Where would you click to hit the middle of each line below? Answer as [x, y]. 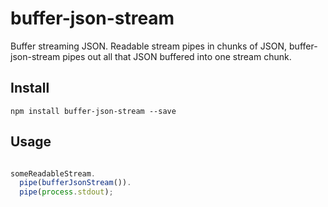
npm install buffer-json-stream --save [93, 111]
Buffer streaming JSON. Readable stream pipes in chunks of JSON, [149, 46]
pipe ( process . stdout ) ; [66, 192]
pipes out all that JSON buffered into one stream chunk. [177, 56]
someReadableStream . [53, 173]
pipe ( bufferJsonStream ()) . [75, 183]
